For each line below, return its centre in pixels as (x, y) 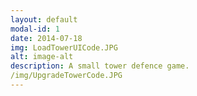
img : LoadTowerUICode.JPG (64, 47)
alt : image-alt (42, 57)
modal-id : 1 (35, 29)
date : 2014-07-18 (46, 38)
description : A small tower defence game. (100, 66)
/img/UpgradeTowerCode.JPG (66, 76)
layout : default (44, 19)
